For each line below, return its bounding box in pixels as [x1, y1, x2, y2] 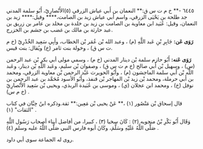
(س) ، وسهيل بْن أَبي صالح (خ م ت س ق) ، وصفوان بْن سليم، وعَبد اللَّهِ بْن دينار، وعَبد [6, 62, 195, 69]
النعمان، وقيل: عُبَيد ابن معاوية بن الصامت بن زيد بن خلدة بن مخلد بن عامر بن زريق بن [6, 20, 198, 27]
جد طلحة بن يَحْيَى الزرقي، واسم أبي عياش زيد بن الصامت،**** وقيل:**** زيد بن [6, 13, 188, 21]
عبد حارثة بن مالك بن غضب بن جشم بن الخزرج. [6, 26, 113, 33]
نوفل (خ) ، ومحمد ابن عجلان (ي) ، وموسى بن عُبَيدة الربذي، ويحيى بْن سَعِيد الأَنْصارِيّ [6, 81, 194, 89]
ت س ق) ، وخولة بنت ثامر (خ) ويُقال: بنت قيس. [6, 44, 113, 51]
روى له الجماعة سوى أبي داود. [6, 136, 74, 143]
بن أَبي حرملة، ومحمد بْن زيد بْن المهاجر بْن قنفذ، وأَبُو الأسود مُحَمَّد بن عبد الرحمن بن [6, 75, 194, 82]
